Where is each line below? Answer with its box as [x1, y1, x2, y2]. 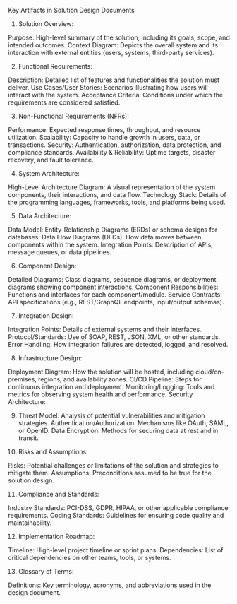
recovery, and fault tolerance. [8, 155, 94, 164]
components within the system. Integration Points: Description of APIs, [8, 240, 214, 249]
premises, [8, 375, 37, 384]
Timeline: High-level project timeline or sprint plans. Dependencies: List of [8, 546, 224, 554]
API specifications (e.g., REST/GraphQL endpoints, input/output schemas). [8, 298, 224, 306]
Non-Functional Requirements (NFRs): [18, 112, 129, 120]
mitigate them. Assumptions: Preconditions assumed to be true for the [8, 469, 212, 477]
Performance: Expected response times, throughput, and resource [8, 126, 201, 134]
